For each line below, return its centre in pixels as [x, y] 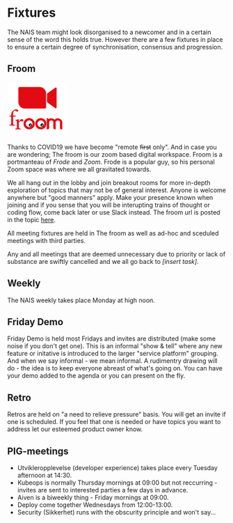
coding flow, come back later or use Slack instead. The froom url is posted [114, 212]
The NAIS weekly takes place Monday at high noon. [81, 300]
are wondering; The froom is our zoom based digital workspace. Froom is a [115, 154]
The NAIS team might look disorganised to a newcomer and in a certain [109, 32]
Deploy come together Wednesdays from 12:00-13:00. [95, 505]
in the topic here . [31, 219]
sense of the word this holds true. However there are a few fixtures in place [115, 39]
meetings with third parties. [46, 240]
